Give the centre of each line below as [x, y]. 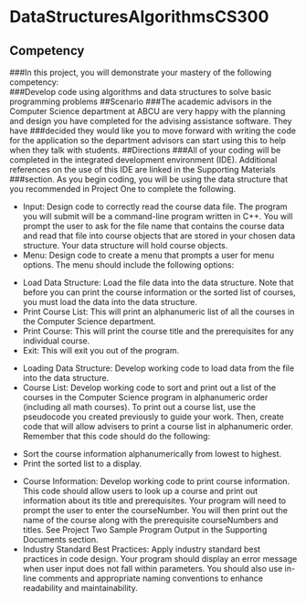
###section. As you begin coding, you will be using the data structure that [148, 179]
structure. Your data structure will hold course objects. [125, 245]
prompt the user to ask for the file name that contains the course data [153, 226]
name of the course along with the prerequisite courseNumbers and [150, 520]
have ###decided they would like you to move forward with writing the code [153, 131]
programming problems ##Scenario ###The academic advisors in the [141, 101]
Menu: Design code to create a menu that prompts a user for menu [148, 255]
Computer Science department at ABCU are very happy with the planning [148, 111]
